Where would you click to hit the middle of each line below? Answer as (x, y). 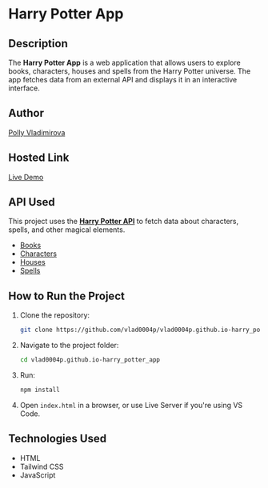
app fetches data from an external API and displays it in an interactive (123, 80)
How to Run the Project (67, 296)
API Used (32, 202)
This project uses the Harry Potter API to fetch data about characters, (123, 222)
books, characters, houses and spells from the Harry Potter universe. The (130, 71)
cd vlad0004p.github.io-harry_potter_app (90, 360)
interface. (24, 88)
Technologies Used (57, 439)
